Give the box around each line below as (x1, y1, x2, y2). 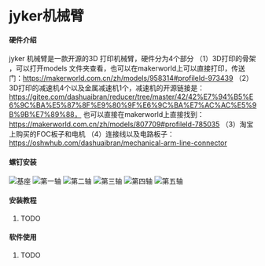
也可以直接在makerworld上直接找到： (83, 110, 205, 119)
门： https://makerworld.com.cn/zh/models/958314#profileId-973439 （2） (9, 74, 254, 83)
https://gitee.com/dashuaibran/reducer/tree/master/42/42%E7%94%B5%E (9, 92, 254, 102)
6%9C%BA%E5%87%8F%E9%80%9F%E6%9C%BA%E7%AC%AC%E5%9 (9, 100, 257, 110)
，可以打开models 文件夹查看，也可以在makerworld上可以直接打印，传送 (9, 64, 246, 73)
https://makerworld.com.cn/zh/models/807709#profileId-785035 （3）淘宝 (9, 119, 254, 129)
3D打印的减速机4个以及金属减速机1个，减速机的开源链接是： (9, 83, 205, 93)
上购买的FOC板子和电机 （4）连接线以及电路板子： (9, 129, 175, 139)
